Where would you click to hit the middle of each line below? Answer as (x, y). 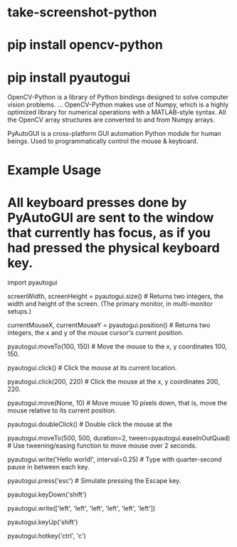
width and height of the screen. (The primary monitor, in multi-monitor (110, 304)
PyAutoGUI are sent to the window (111, 217)
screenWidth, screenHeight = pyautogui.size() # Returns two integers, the (116, 297)
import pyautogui (32, 282)
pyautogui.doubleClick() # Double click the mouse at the (90, 425)
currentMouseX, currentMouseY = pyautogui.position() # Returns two (109, 325)
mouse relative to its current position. (62, 410)
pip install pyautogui (69, 77)
